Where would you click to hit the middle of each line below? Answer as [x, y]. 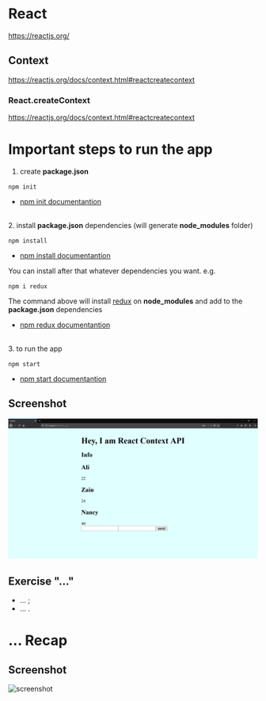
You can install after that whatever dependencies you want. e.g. [112, 271]
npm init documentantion [60, 201]
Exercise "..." [41, 581]
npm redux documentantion [65, 325]
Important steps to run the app [110, 149]
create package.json [54, 171]
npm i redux [28, 286]
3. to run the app [35, 349]
